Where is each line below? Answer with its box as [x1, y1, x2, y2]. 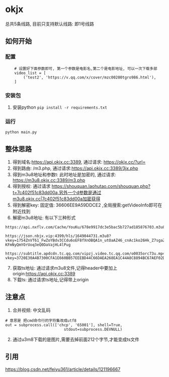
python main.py [5, 130, 37, 135]
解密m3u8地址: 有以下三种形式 [12, 215, 76, 221]
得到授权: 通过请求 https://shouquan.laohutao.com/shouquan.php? [12, 183, 151, 189]
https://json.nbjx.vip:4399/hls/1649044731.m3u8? [5, 234, 112, 239]
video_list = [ [14, 70, 46, 76]
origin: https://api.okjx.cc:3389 [12, 271, 75, 277]
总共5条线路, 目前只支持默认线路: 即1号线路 [5, 21, 94, 27]
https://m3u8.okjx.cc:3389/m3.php [12, 177, 86, 183]
